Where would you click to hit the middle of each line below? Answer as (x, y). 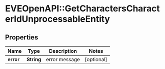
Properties (22, 37)
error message (63, 59)
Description (63, 51)
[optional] (96, 59)
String (34, 59)
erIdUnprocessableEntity (58, 19)
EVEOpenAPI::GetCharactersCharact (82, 9)
